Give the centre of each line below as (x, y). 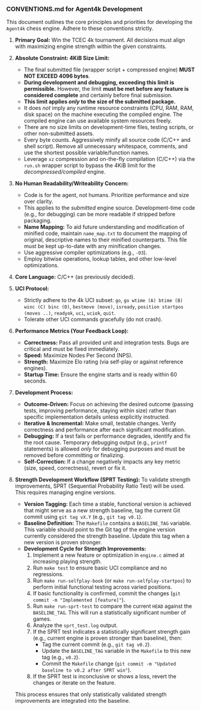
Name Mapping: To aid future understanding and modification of (104, 227)
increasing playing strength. (67, 562)
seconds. (35, 381)
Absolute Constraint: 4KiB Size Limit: (62, 58)
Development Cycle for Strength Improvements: (85, 549)
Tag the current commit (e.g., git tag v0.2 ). (96, 645)
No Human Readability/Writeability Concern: (72, 184)
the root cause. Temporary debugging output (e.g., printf (95, 443)
